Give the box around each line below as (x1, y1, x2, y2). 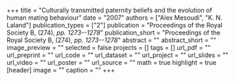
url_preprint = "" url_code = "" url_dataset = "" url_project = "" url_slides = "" (6, 51, 229, 59)
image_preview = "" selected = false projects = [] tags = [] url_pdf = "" (6, 44, 211, 51)
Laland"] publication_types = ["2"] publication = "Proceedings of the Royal (6, 21, 223, 29)
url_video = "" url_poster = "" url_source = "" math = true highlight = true (6, 58, 217, 66)
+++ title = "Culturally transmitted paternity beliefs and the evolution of (6, 6, 212, 14)
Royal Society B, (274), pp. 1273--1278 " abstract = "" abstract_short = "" (6, 36, 217, 44)
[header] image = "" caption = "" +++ (6, 66, 115, 74)
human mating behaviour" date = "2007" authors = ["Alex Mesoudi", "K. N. (6, 13, 222, 22)
